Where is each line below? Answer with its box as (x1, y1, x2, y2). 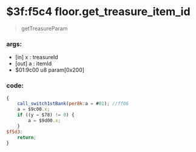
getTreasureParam (21, 25, 68, 32)
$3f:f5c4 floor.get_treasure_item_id (6, 5, 191, 19)
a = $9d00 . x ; (28, 118, 61, 124)
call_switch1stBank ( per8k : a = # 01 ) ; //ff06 (17, 101, 129, 107)
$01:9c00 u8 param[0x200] (15, 66, 85, 74)
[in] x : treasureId (15, 54, 59, 61)
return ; (17, 135, 36, 141)
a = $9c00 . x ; (17, 106, 50, 113)
